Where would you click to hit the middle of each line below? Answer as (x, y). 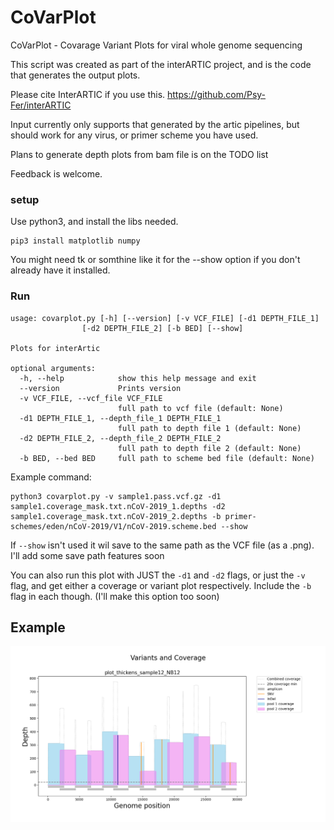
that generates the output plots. (75, 75)
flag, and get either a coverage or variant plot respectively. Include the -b (161, 585)
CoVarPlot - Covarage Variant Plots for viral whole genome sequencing (156, 45)
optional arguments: (53, 368)
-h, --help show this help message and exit (138, 378)
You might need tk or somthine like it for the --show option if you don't (155, 260)
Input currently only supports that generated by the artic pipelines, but (155, 124)
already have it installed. (60, 270)
